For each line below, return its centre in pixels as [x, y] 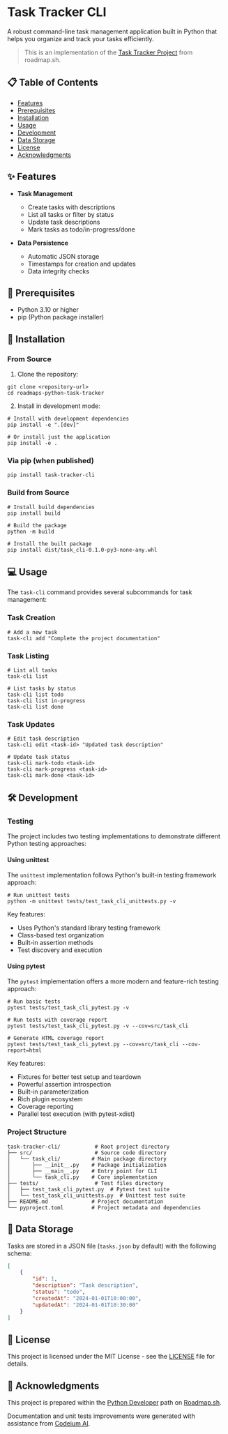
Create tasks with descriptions [71, 207]
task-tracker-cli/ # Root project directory [89, 1147]
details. [18, 1364]
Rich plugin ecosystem [50, 1099]
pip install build [34, 513]
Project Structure [37, 1132]
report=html [24, 1050]
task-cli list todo [36, 695]
